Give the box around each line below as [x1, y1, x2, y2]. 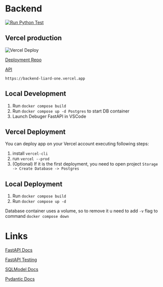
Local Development [5, 90, 66, 98]
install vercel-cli [12, 150, 48, 157]
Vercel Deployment [5, 127, 66, 136]
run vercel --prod [12, 156, 50, 162]
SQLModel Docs [5, 267, 39, 273]
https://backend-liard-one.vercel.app [5, 76, 85, 81]
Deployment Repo [5, 57, 42, 63]
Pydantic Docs [5, 276, 35, 282]
